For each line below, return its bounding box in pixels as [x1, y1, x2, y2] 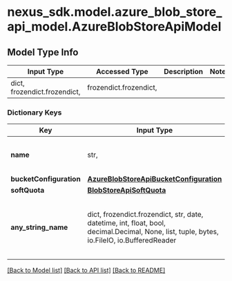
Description [164, 67, 204, 76]
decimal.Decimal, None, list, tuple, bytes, [87, 227, 219, 237]
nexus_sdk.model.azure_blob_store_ [7, 4, 222, 20]
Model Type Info [7, 46, 79, 58]
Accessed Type [95, 67, 148, 76]
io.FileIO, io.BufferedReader [87, 235, 177, 245]
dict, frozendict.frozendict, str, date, [87, 210, 204, 220]
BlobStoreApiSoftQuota [87, 186, 166, 195]
